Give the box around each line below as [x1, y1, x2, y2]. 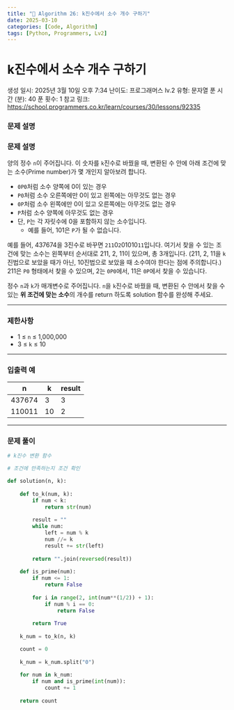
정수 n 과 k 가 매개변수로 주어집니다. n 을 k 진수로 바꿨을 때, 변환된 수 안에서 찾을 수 [7, 281, 226, 290]
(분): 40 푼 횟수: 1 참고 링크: [14, 95, 91, 103]
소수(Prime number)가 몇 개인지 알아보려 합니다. [14, 168, 148, 176]
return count [19, 697, 58, 704]
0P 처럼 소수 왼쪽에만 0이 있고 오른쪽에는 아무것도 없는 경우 [17, 200, 176, 208]
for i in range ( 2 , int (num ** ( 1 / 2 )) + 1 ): [32, 594, 155, 601]
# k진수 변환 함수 [7, 452, 52, 460]
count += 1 [44, 684, 77, 692]
